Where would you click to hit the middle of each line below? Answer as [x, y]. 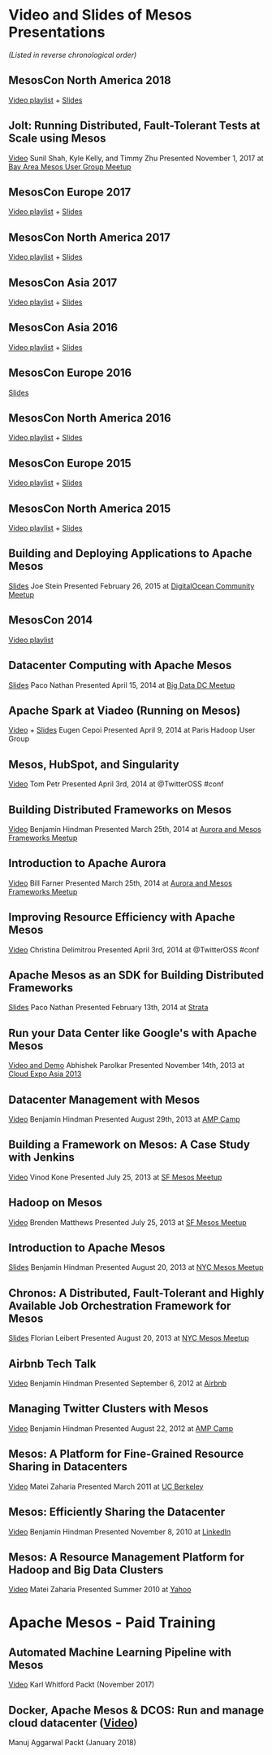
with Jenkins [41, 1158]
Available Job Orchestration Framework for [120, 1305]
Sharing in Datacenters [68, 1467]
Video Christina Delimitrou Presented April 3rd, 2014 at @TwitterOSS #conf [134, 949]
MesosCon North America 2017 [89, 237]
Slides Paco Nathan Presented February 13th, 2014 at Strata [108, 1008]
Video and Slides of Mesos [100, 15]
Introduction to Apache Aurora [87, 863]
